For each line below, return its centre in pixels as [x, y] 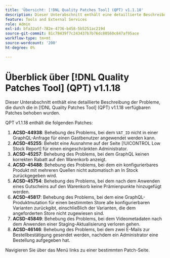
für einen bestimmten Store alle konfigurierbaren [99, 202]
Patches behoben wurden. [33, 113]
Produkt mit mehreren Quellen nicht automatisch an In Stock [75, 170]
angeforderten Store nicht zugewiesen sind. [58, 213]
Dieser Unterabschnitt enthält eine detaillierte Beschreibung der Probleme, [83, 102]
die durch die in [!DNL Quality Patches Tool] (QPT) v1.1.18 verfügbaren [78, 107]
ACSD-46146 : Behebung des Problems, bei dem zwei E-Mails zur [81, 229]
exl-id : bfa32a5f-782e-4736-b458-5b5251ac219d [55, 29]
